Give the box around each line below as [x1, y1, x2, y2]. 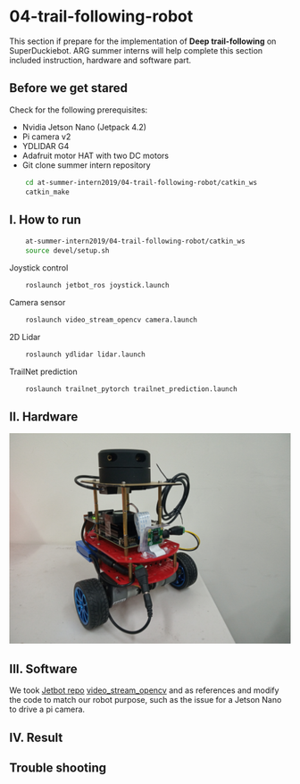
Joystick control [9, 263, 69, 273]
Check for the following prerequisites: [9, 104, 148, 115]
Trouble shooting [9, 760, 107, 775]
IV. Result [9, 730, 63, 745]
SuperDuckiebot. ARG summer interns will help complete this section [9, 45, 263, 55]
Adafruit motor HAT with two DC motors [21, 150, 170, 161]
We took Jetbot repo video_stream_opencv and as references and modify [9, 685, 279, 696]
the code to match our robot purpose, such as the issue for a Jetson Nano [9, 695, 282, 705]
